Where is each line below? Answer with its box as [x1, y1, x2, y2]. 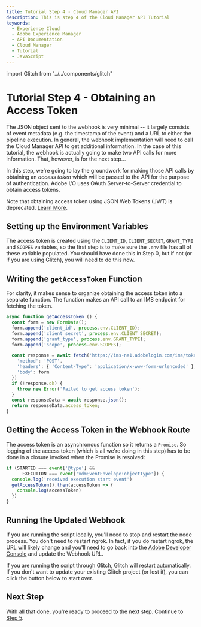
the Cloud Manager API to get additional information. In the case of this [6, 142, 181, 150]
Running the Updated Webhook [6, 515, 126, 525]
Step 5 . [6, 614, 24, 621]
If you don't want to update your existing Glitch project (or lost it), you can [6, 568, 188, 575]
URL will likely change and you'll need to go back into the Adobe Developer [6, 544, 191, 551]
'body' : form [17, 369, 50, 375]
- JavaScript [11, 53, 44, 59]
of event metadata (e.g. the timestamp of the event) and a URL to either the [6, 129, 191, 137]
